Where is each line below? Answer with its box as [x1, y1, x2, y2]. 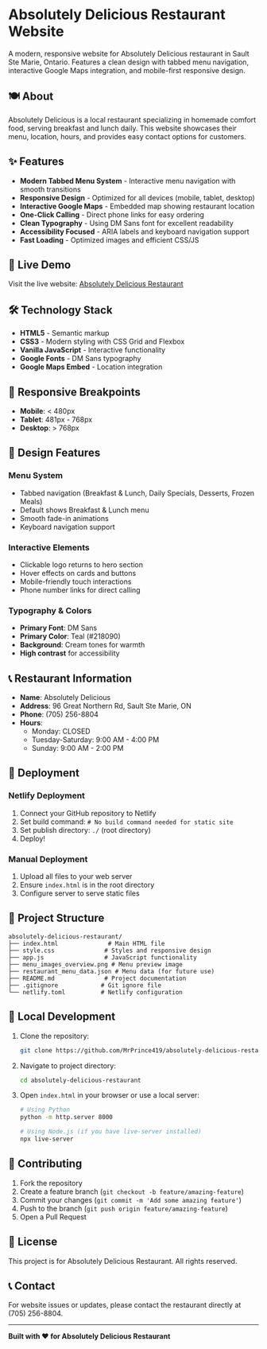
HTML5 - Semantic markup [19, 329, 110, 338]
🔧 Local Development [8, 1010, 116, 1024]
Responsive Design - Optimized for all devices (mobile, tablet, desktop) [19, 192, 256, 202]
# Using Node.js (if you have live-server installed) [19, 1128, 202, 1136]
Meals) [19, 496, 43, 506]
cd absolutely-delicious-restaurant [19, 1076, 141, 1084]
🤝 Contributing [8, 1157, 83, 1171]
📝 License [8, 1235, 58, 1249]
